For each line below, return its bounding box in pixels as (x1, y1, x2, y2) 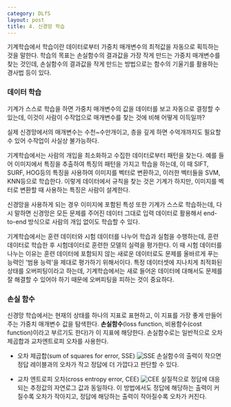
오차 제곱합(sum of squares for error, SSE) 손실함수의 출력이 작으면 (17, 351, 222, 359)
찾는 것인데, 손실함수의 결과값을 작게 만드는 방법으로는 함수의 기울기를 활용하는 (7, 60, 219, 68)
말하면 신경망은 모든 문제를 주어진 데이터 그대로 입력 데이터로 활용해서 (14, 208, 202, 217)
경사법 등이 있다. (7, 68, 52, 77)
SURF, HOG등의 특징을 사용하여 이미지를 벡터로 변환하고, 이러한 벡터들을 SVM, (7, 168, 221, 177)
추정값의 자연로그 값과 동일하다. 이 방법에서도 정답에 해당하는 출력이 (30, 384, 212, 392)
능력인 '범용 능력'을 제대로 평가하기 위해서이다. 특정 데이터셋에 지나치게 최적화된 (7, 258, 223, 266)
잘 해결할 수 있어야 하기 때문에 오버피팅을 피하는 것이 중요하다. (7, 275, 174, 284)
